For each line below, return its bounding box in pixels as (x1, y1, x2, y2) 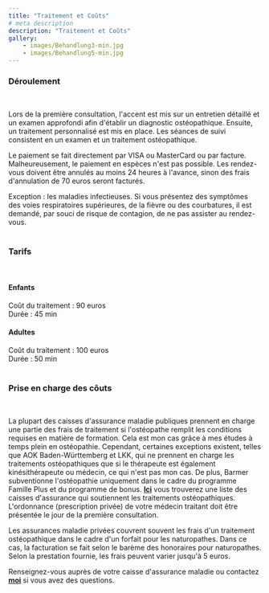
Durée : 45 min (8, 309, 58, 318)
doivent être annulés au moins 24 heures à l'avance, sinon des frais (26, 168, 251, 178)
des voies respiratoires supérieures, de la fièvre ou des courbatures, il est (8, 200, 252, 210)
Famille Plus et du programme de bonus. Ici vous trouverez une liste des (8, 485, 247, 494)
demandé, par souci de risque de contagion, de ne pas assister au (8, 209, 227, 219)
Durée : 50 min (8, 354, 58, 363)
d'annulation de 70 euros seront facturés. (8, 176, 145, 186)
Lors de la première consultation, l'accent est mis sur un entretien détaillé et (8, 109, 260, 119)
